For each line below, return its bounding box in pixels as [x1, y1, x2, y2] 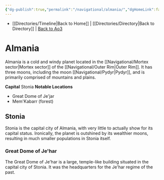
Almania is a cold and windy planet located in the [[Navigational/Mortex [5, 59, 149, 65]
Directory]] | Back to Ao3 [12, 25, 62, 32]
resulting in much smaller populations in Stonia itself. [5, 136, 111, 142]
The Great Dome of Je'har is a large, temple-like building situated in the [5, 159, 149, 164]
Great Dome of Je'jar [12, 93, 55, 99]
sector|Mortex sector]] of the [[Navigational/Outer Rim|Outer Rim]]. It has [5, 64, 153, 70]
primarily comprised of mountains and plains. [5, 74, 96, 80]
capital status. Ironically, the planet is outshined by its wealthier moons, [5, 130, 148, 136]
